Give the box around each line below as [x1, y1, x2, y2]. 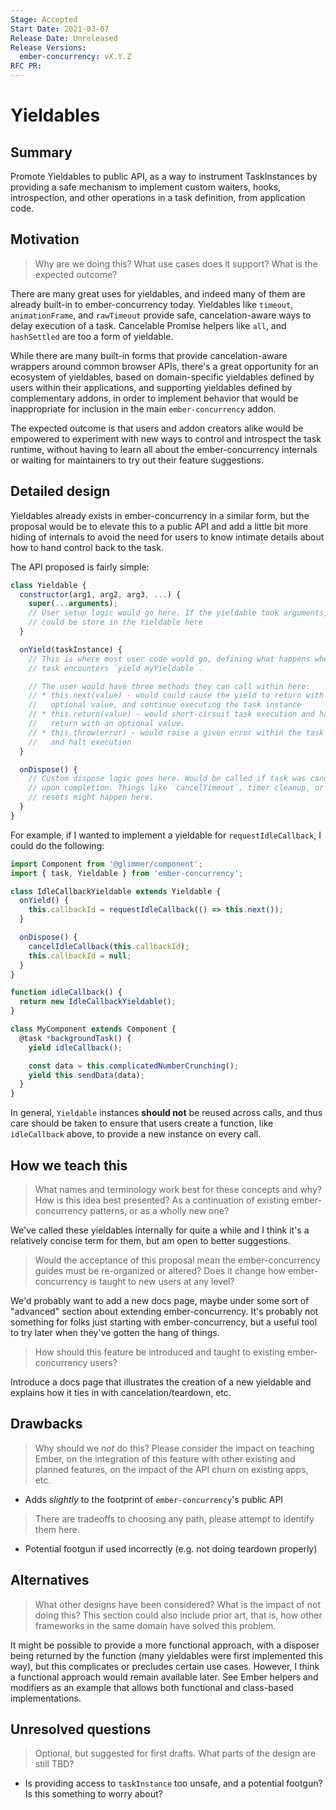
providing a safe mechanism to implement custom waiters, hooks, [10, 181, 282, 193]
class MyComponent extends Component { [10, 1024, 177, 1034]
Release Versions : [10, 42, 87, 53]
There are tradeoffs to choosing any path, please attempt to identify [34, 1512, 315, 1525]
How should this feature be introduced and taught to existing [34, 1346, 286, 1358]
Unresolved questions [10, 1721, 152, 1738]
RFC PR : [10, 61, 43, 71]
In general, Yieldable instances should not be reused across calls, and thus [10, 1107, 323, 1119]
